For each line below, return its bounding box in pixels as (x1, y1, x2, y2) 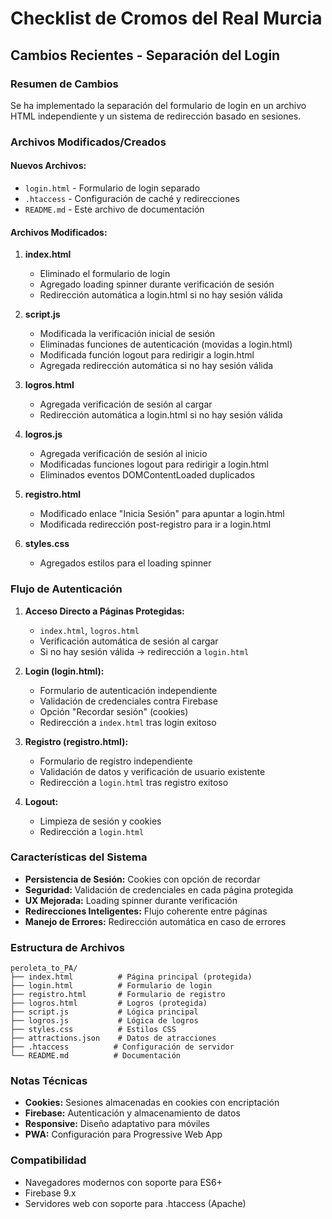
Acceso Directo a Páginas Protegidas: (24, 605, 185, 617)
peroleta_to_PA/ (10, 963, 78, 974)
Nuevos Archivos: (10, 160, 87, 172)
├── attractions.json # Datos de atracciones (10, 1033, 217, 1044)
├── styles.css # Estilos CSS (10, 1025, 177, 1035)
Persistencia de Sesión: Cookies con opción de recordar (24, 873, 261, 885)
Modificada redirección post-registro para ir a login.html (39, 518, 272, 531)
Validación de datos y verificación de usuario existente (39, 765, 266, 777)
